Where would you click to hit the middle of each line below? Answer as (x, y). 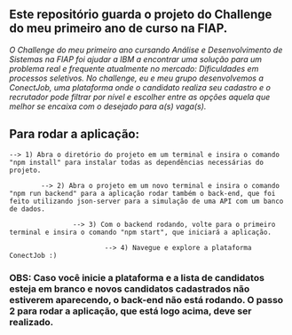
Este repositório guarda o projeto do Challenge (141, 15)
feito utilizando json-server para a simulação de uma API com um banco (146, 201)
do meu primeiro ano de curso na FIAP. (118, 29)
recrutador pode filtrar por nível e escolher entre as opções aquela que (140, 97)
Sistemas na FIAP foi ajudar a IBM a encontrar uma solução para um (135, 59)
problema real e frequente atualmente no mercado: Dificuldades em (134, 68)
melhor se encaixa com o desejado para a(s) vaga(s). (108, 106)
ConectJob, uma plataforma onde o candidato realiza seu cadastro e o (140, 87)
